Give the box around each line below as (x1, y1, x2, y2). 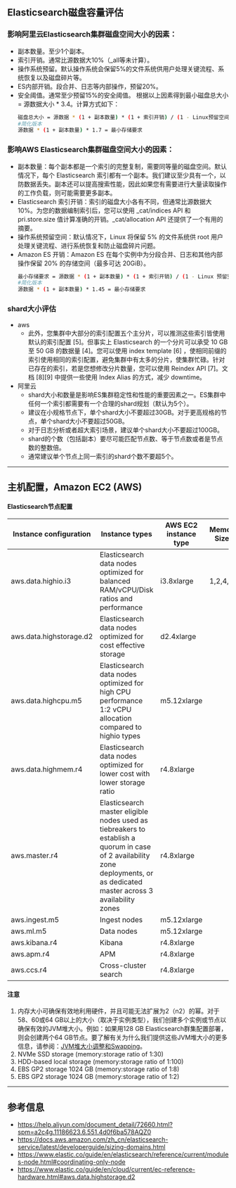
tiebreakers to (99, 824, 146, 834)
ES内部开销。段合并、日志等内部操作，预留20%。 (17, 82, 163, 90)
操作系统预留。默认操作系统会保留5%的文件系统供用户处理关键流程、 (17, 64, 218, 72)
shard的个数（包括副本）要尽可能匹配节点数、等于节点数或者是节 (27, 434, 217, 443)
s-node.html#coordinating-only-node (17, 1158, 126, 1166)
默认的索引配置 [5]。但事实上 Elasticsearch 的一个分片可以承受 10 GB (27, 337, 228, 346)
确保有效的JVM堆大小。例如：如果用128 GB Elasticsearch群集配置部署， (17, 1025, 228, 1033)
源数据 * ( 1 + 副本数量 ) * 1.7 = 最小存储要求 (17, 127, 143, 134)
